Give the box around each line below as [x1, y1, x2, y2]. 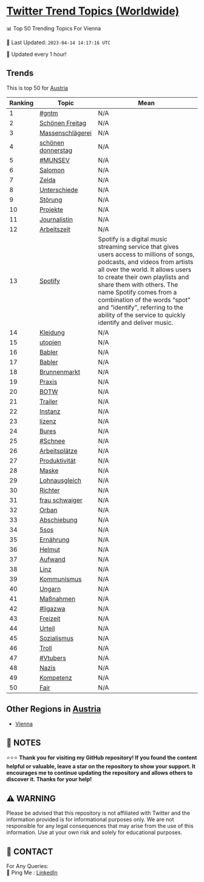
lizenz [39, 417, 56, 426]
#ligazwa [39, 604, 66, 612]
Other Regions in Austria [6, 704, 101, 714]
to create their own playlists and [98, 273, 189, 281]
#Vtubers [39, 654, 66, 662]
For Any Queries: [6, 863, 49, 869]
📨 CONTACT [6, 846, 53, 857]
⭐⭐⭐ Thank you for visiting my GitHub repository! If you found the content [6, 754, 197, 761]
